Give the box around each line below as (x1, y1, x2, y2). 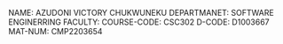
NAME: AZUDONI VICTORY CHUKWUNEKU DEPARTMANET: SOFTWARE (8, 8, 274, 18)
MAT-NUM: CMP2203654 (8, 26, 103, 36)
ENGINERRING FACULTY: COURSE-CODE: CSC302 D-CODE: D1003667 (8, 17, 270, 27)
